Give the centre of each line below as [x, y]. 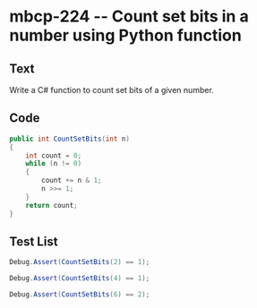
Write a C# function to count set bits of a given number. [112, 90]
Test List [34, 241]
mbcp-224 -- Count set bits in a [129, 17]
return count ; [51, 205]
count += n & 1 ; [72, 181]
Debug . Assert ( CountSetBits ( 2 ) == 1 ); [80, 262]
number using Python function [125, 35]
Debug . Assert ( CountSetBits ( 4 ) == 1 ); [80, 278]
